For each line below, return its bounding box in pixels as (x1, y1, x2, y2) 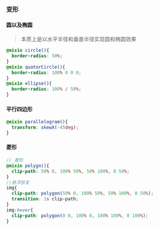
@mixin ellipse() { (6, 80, 52, 87)
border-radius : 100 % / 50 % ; (11, 86, 82, 92)
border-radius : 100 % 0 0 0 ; (11, 70, 82, 76)
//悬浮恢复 (6, 179, 30, 185)
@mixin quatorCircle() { (6, 64, 66, 70)
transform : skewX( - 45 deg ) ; (11, 125, 79, 130)
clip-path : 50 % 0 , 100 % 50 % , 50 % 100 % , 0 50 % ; (11, 168, 130, 174)
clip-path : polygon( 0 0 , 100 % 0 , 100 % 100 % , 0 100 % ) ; (11, 213, 148, 219)
